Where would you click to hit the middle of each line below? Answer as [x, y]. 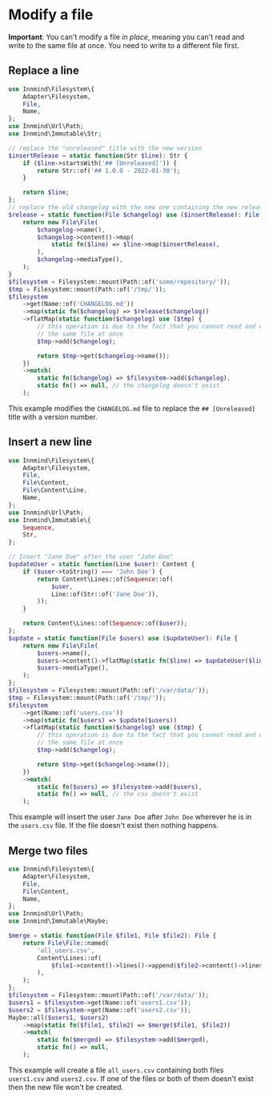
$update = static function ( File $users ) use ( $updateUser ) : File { [123, 638]
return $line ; [46, 193]
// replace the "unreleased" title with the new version [105, 148]
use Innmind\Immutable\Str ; [55, 134]
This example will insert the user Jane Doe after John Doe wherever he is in [130, 817]
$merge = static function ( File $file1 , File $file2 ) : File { [112, 935]
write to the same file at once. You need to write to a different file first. [124, 45]
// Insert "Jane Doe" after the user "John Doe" [91, 557]
